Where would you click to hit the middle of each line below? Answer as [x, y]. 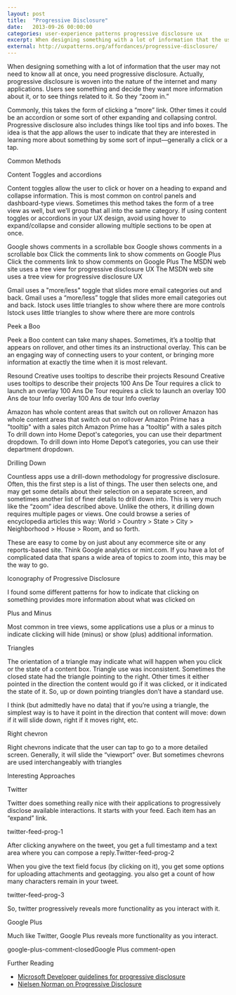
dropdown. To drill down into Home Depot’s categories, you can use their [113, 442]
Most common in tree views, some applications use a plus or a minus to [111, 627]
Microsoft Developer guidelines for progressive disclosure [101, 977]
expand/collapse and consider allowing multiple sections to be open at [110, 225]
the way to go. [28, 565]
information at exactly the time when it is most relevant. [87, 362]
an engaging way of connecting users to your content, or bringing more [111, 355]
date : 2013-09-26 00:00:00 [50, 27]
